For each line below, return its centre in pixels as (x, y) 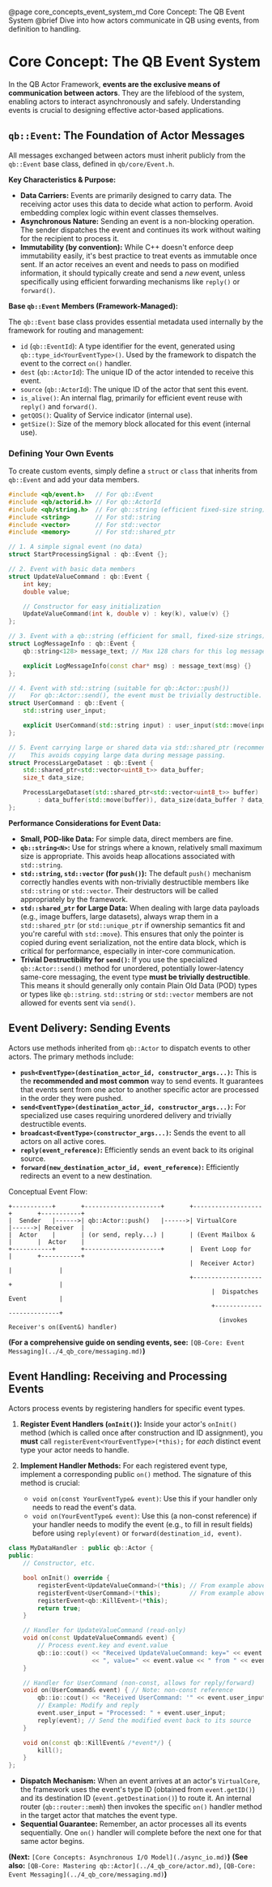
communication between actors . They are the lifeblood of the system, (127, 93)
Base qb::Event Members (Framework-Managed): (93, 306)
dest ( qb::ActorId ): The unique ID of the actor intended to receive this (137, 372)
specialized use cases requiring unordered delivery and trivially (126, 1115)
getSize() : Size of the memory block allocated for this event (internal (135, 423)
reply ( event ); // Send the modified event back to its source (144, 1721)
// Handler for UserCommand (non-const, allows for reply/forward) (139, 1683)
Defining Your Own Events (61, 453)
